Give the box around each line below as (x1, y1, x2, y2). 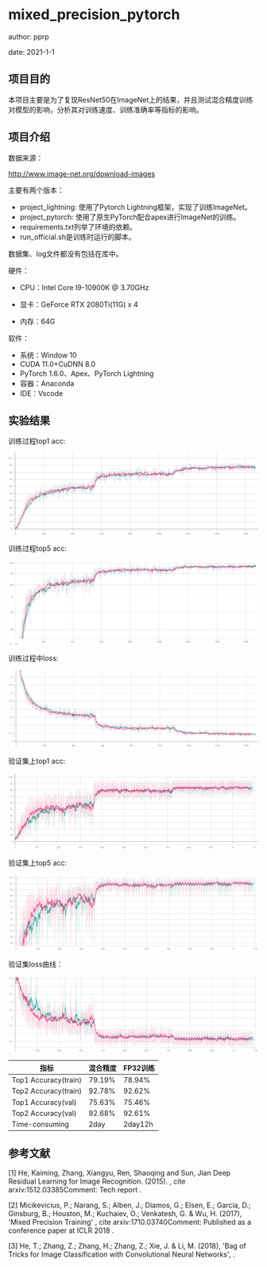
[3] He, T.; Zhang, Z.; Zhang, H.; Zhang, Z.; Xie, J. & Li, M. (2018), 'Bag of (8, 1242, 246, 1251)
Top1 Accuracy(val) (11, 1097, 77, 1106)
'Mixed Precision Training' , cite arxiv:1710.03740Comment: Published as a (8, 1218, 252, 1227)
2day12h (122, 1119, 153, 1129)
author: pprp (8, 32, 49, 41)
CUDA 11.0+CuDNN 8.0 (19, 359, 96, 369)
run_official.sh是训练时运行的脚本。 (19, 232, 136, 242)
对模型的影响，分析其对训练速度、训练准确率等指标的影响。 (8, 105, 203, 114)
